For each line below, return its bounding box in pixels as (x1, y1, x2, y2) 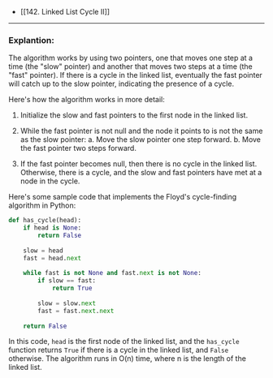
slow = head (23, 247, 63, 255)
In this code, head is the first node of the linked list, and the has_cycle (8, 337, 240, 346)
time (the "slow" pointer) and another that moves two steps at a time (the (8, 62, 253, 71)
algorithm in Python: (8, 200, 76, 210)
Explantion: (8, 34, 54, 45)
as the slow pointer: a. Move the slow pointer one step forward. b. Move (19, 135, 262, 144)
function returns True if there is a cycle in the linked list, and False (8, 345, 229, 355)
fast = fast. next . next (37, 307, 115, 315)
